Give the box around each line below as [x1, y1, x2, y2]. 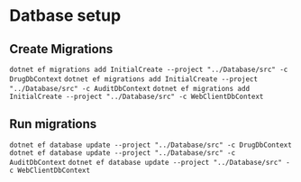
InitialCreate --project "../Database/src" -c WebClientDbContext [9, 92, 264, 101]
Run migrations [9, 116, 97, 132]
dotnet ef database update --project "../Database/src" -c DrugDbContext [9, 141, 293, 150]
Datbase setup [9, 5, 122, 26]
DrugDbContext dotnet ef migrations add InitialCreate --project [9, 75, 259, 84]
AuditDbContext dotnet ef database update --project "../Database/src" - [9, 158, 290, 167]
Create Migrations [9, 41, 114, 57]
